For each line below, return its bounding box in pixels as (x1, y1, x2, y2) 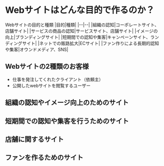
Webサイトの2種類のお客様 (5, 62, 89, 71)
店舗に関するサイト (5, 135, 64, 143)
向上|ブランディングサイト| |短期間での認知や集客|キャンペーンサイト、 (5, 34, 151, 40)
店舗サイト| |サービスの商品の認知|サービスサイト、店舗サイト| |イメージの (5, 28, 158, 34)
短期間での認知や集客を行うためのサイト (5, 117, 129, 125)
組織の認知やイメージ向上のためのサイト (5, 98, 129, 107)
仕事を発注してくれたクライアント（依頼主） (12, 76, 104, 82)
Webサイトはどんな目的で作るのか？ (5, 4, 155, 16)
